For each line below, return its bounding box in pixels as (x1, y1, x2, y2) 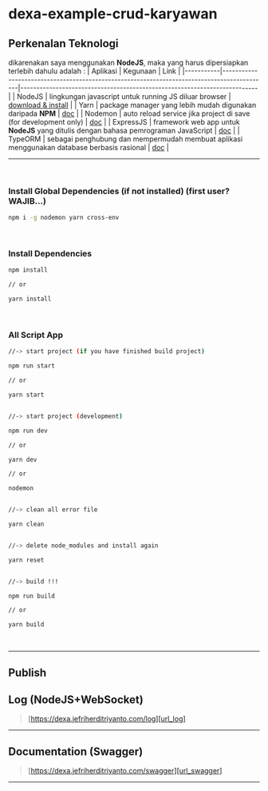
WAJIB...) (8, 195, 46, 206)
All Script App (8, 329, 64, 340)
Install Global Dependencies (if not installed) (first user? (8, 185, 230, 197)
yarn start (8, 391, 45, 399)
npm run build (8, 592, 56, 600)
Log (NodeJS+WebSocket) (8, 693, 144, 706)
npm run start (8, 362, 56, 370)
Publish (8, 666, 47, 679)
